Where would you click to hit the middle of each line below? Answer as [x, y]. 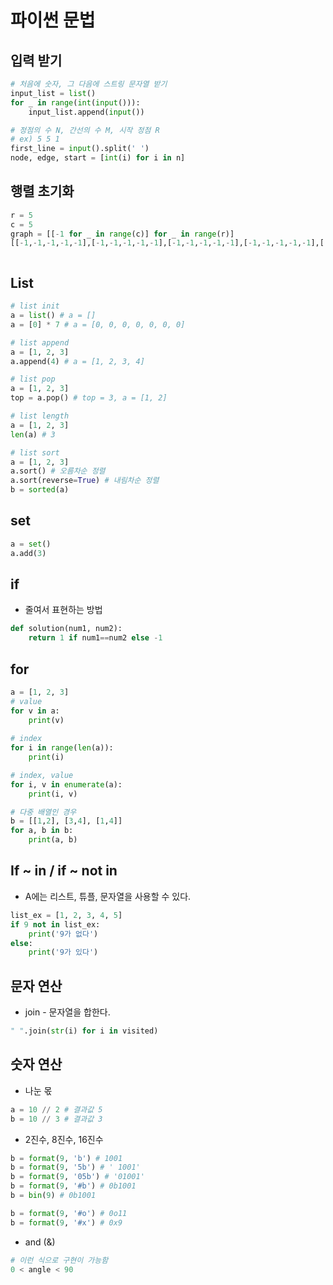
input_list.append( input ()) [86, 112]
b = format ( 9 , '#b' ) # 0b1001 [73, 1186]
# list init [35, 306]
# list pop [33, 379]
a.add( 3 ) [28, 553]
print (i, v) [53, 794]
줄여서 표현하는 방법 [63, 610]
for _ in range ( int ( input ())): [75, 102]
